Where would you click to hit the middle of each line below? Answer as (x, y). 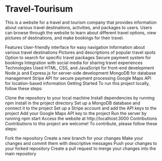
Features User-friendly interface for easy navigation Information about (75, 47)
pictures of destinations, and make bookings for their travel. (65, 38)
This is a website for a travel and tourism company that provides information (81, 22)
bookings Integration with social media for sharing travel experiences (74, 63)
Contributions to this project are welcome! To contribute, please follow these (81, 123)
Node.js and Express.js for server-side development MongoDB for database (81, 73)
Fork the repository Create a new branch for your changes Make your (74, 138)
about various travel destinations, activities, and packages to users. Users (79, 27)
